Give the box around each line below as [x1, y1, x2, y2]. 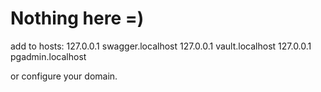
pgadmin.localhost [10, 50, 87, 62]
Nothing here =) [10, 7, 145, 30]
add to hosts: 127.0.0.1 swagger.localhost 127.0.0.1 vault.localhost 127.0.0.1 [10, 40, 312, 52]
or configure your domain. [10, 70, 118, 82]
